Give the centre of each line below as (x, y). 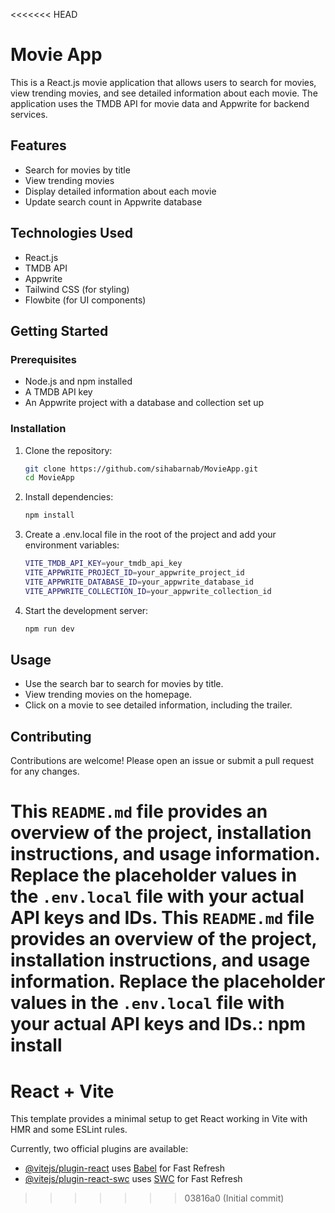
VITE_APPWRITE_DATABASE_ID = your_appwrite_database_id (139, 582)
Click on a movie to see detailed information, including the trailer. (158, 705)
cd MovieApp (49, 478)
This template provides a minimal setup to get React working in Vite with (159, 1119)
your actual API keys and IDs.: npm (158, 1024)
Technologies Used (71, 233)
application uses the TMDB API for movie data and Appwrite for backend (160, 103)
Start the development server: (86, 610)
